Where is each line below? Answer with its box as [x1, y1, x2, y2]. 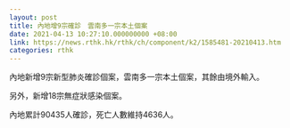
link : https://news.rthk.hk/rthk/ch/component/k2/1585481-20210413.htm [9, 37, 281, 47]
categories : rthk [9, 46, 74, 55]
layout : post [9, 12, 58, 22]
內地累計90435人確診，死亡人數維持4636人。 [9, 109, 178, 120]
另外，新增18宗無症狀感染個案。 [9, 91, 128, 101]
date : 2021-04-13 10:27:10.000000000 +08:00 [9, 29, 178, 38]
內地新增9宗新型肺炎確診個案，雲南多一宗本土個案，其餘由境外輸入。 [9, 72, 265, 83]
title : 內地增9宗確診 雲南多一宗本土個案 [9, 21, 148, 30]
